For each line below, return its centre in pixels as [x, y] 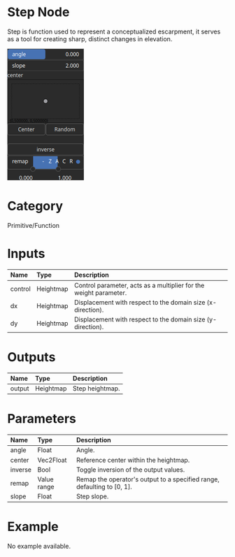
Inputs [26, 254]
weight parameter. [101, 292]
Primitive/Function [34, 225]
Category [35, 206]
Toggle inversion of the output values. [130, 470]
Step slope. [92, 496]
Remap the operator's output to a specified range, [148, 479]
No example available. [39, 546]
